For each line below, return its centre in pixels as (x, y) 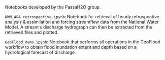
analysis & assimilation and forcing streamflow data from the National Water (82, 22)
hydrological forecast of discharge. (41, 52)
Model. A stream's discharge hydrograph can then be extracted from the (79, 27)
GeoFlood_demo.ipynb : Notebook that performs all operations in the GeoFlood (83, 42)
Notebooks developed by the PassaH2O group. (53, 7)
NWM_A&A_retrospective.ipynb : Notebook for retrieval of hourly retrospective (82, 16)
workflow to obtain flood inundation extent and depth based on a (71, 47)
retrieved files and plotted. (32, 32)
